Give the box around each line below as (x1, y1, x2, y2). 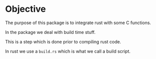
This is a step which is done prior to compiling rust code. (5, 38, 122, 45)
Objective (5, 3, 46, 15)
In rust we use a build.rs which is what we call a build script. (5, 48, 131, 54)
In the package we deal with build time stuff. (5, 29, 96, 35)
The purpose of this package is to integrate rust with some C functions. (5, 20, 152, 26)
